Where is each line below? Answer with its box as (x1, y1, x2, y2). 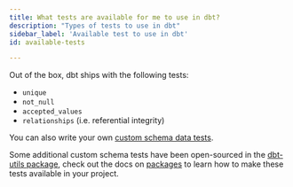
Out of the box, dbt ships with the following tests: (9, 70, 189, 81)
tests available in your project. (9, 168, 120, 179)
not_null (21, 98, 55, 107)
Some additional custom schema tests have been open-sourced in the (9, 150, 266, 160)
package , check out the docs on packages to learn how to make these (26, 159, 284, 169)
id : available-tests (9, 37, 86, 47)
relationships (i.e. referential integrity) (21, 115, 165, 126)
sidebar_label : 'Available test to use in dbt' (9, 29, 189, 38)
